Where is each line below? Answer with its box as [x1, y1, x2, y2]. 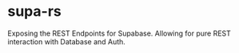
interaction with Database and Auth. [7, 36, 125, 46]
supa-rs [7, 2, 62, 21]
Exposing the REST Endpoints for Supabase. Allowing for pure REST [7, 28, 231, 38]
